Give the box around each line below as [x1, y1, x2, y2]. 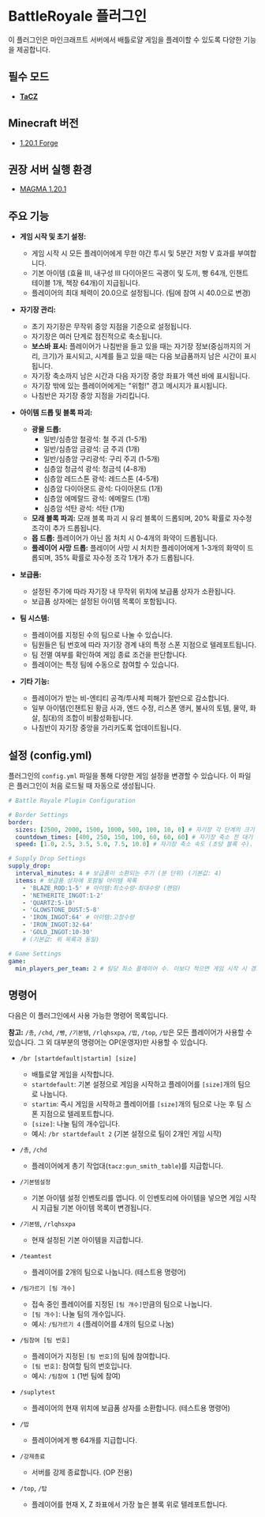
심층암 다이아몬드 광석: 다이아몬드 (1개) [43, 484, 163, 494]
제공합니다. [16, 44, 51, 54]
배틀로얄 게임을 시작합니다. [31, 1069, 114, 1080]
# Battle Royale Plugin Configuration [8, 796, 136, 804]
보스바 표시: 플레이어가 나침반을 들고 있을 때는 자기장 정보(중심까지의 [31, 342, 243, 351]
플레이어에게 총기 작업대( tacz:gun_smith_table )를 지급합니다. [31, 1161, 223, 1171]
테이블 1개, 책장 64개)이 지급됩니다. [31, 278, 140, 288]
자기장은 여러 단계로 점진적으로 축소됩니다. [31, 331, 163, 341]
